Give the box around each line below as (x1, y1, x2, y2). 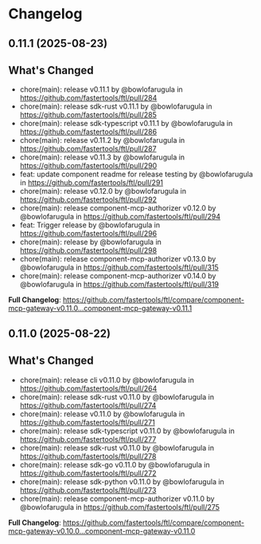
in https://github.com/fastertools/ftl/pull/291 (19, 178, 164, 187)
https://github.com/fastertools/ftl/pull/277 (19, 434, 157, 443)
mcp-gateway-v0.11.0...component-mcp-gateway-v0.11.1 (8, 304, 193, 313)
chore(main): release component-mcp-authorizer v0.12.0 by (19, 203, 216, 213)
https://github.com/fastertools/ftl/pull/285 (19, 110, 158, 120)
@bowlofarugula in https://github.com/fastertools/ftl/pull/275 (19, 502, 220, 511)
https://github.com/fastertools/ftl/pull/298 (19, 246, 158, 255)
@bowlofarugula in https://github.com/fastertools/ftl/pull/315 (19, 262, 219, 272)
